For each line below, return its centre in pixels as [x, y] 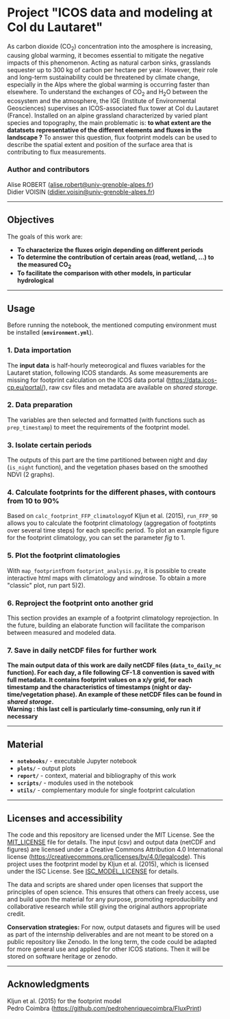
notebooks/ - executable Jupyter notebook [77, 761]
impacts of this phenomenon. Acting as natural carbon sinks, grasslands [109, 63]
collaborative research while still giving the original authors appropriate [107, 906]
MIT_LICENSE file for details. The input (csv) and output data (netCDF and [111, 842]
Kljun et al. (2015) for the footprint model [64, 1000]
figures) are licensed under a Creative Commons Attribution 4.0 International [115, 849]
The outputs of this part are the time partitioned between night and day [107, 460]
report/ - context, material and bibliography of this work [97, 776]
